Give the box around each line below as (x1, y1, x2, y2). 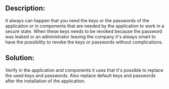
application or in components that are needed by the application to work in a (5, 23, 164, 29)
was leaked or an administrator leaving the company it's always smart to (5, 33, 156, 39)
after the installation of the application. (5, 78, 86, 84)
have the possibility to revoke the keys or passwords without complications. (5, 39, 163, 45)
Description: (5, 4, 46, 13)
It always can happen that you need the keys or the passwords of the (5, 17, 149, 23)
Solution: (5, 54, 34, 62)
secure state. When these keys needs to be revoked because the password (5, 28, 162, 34)
